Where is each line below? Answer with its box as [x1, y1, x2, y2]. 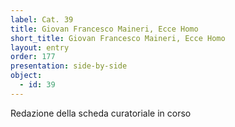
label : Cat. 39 [10, 14, 74, 25]
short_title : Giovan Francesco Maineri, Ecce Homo [10, 33, 226, 43]
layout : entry [10, 42, 70, 53]
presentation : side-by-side [10, 61, 128, 71]
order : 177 [10, 52, 56, 62]
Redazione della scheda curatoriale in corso [10, 107, 192, 119]
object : [10, 71, 43, 81]
